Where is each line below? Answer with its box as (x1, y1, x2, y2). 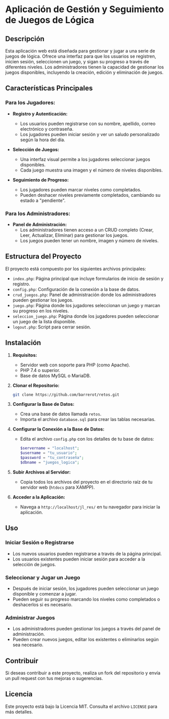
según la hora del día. (20, 137, 66, 143)
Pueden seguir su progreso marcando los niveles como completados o (12, 596, 160, 602)
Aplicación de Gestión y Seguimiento (5, 4, 164, 15)
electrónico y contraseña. (20, 125, 74, 132)
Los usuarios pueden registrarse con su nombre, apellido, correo (20, 120, 156, 126)
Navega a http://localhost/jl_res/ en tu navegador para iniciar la (20, 503, 160, 510)
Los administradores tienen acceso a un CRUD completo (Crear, (20, 227, 154, 233)
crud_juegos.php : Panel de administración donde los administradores (12, 291, 156, 298)
